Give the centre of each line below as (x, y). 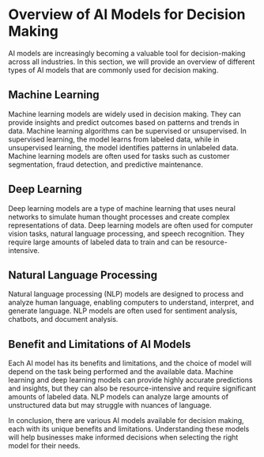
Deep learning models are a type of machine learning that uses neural (122, 208)
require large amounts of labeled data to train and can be (101, 242)
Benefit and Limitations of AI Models (100, 344)
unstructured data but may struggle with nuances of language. (110, 406)
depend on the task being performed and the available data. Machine (121, 372)
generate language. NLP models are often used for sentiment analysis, (123, 311)
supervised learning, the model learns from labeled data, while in (114, 139)
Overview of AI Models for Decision (127, 15)
